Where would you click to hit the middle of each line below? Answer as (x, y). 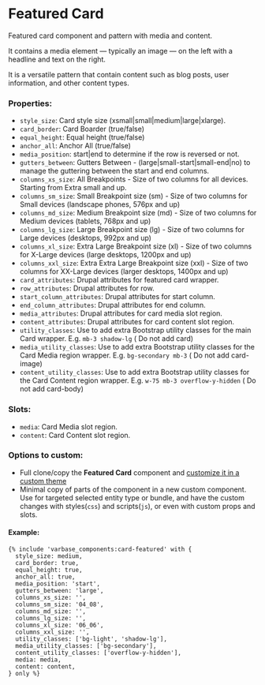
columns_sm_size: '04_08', (60, 605)
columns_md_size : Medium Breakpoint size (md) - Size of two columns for (138, 213)
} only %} (24, 674)
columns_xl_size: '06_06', (60, 625)
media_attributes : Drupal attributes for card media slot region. (121, 313)
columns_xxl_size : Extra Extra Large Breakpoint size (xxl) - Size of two (134, 263)
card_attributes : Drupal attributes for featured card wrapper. (119, 280)
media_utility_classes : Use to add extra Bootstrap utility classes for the (137, 347)
